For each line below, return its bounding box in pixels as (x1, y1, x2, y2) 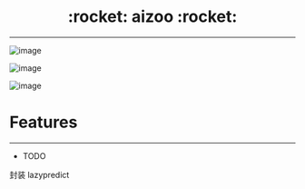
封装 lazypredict (9, 169, 70, 180)
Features (9, 112, 78, 133)
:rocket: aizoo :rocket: (67, 6, 238, 27)
